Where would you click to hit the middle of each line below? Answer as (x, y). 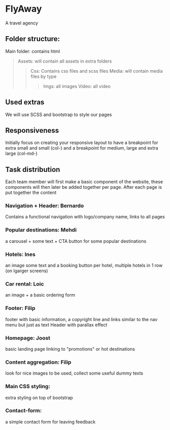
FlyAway (24, 9)
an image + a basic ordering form (40, 295)
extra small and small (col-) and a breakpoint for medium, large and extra (82, 148)
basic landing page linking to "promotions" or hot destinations (70, 349)
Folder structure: (33, 39)
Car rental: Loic (25, 284)
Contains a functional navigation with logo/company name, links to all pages (85, 217)
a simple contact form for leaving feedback (50, 422)
